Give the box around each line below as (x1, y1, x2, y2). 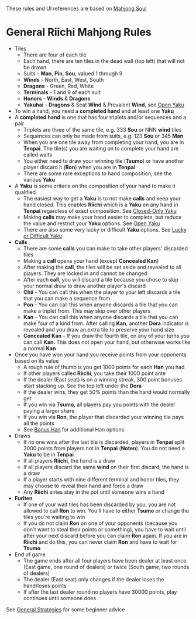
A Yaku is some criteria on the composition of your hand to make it (14, 182, 176, 189)
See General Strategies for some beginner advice (6, 605, 125, 613)
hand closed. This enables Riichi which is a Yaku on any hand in (23, 201, 178, 208)
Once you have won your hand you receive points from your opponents (14, 351, 187, 358)
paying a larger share (23, 407, 75, 414)
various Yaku (23, 176, 56, 183)
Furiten (14, 494, 33, 501)
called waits (23, 151, 53, 158)
